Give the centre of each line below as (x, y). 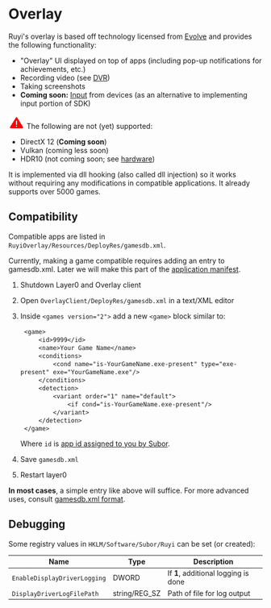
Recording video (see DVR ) (65, 77)
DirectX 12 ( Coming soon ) (63, 141)
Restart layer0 (43, 475)
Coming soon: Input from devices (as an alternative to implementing (133, 94)
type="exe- (219, 364)
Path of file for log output (209, 593)
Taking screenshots (53, 86)
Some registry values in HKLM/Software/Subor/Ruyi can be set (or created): (132, 543)
